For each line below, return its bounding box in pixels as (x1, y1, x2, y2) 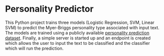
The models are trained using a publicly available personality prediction (5, 30, 150, 36)
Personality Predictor (5, 3, 94, 15)
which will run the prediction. (5, 45, 64, 51)
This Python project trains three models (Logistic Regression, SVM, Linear (5, 19, 155, 25)
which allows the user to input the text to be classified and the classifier (5, 40, 150, 46)
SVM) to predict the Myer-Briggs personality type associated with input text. (5, 24, 160, 30)
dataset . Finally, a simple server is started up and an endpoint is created (5, 35, 151, 41)
